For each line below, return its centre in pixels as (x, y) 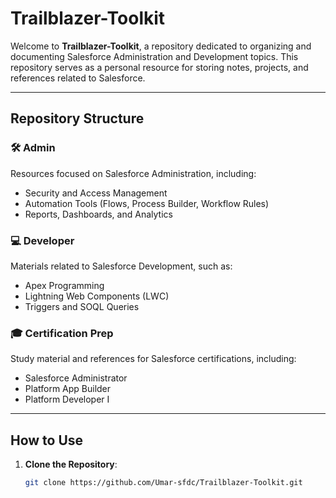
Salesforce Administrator (76, 378)
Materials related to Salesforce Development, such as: (121, 266)
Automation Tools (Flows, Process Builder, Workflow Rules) (147, 203)
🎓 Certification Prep (62, 333)
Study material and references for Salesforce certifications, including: (153, 359)
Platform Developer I (67, 399)
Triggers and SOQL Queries (82, 306)
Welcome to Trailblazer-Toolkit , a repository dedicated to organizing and (161, 46)
